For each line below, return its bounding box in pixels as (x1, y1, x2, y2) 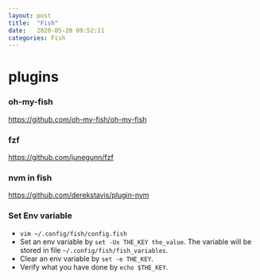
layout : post (8, 11, 52, 20)
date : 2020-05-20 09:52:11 (8, 26, 105, 34)
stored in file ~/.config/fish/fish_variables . (19, 245, 169, 255)
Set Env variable (8, 210, 73, 221)
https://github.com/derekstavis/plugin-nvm (8, 190, 149, 200)
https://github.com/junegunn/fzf (8, 153, 114, 162)
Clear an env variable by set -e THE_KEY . (19, 254, 153, 263)
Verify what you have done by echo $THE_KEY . (19, 262, 169, 271)
